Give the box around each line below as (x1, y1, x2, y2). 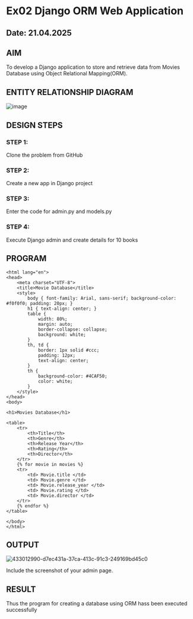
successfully (6, 607, 37, 614)
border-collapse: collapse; (37, 326, 108, 332)
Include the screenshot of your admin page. (6, 567, 113, 574)
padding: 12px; (37, 352, 76, 358)
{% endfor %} (17, 503, 49, 509)
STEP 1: (6, 138, 29, 146)
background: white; (37, 331, 86, 338)
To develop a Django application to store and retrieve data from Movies (6, 64, 180, 71)
